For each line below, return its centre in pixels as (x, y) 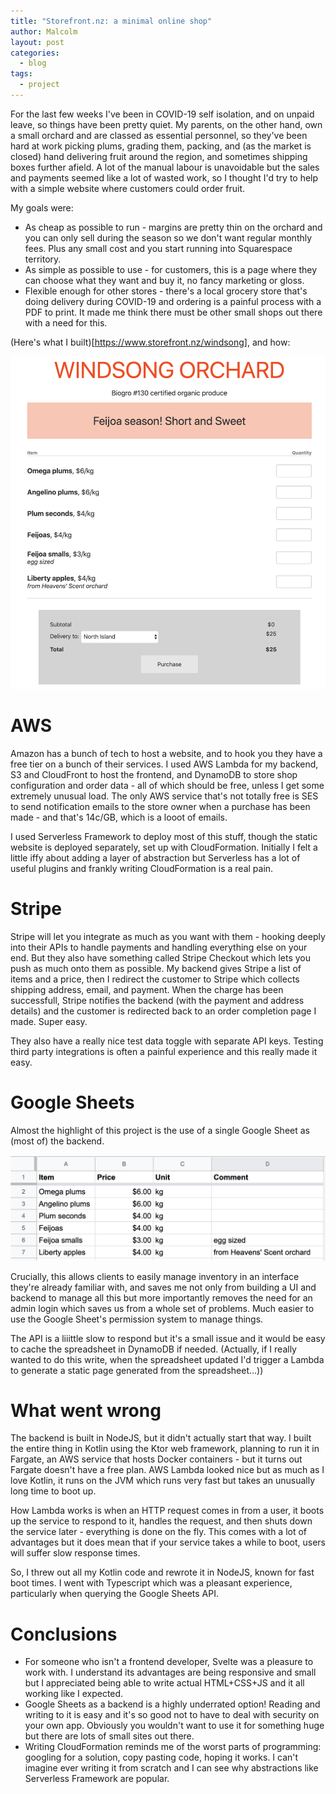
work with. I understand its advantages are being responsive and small (170, 1672)
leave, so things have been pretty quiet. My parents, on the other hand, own (166, 124)
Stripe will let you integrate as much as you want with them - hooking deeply (168, 936)
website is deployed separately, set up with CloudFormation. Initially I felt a (164, 847)
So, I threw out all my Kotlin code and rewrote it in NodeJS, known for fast (162, 1572)
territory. (43, 259)
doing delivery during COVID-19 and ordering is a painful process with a (173, 301)
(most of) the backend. (57, 1141)
